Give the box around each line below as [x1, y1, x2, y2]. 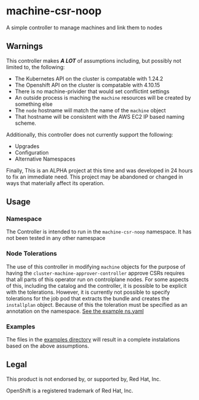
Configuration [14, 149, 49, 156]
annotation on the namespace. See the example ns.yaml [6, 307, 144, 315]
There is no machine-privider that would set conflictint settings [14, 88, 170, 95]
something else [14, 100, 53, 107]
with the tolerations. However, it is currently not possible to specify [6, 288, 170, 296]
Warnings [6, 41, 43, 51]
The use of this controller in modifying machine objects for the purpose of [6, 263, 186, 270]
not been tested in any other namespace [6, 235, 106, 242]
